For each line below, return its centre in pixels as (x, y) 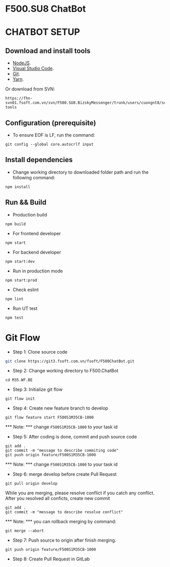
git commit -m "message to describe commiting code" (62, 451)
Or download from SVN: (30, 89)
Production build (30, 214)
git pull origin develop (31, 484)
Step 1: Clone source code (40, 352)
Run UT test (25, 308)
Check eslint (26, 290)
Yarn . (18, 79)
